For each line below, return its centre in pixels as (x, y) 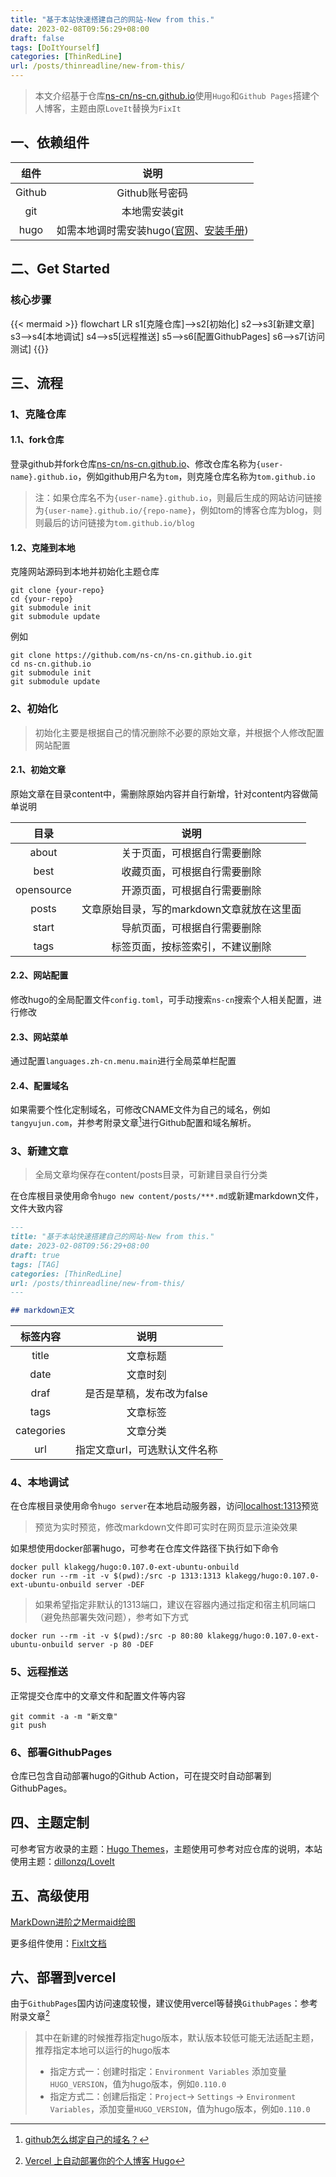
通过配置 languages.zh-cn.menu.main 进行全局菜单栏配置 (123, 1061)
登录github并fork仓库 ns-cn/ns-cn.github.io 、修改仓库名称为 (133, 464)
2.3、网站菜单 (39, 1037)
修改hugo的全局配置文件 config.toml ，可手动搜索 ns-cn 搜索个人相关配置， (162, 999)
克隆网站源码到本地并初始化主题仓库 (85, 572)
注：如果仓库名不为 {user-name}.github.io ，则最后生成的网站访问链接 (178, 498)
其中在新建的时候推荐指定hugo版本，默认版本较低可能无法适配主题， (177, 2038)
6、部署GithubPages (61, 1752)
